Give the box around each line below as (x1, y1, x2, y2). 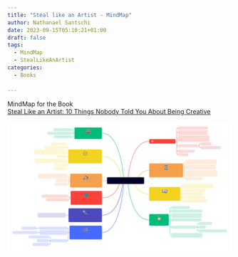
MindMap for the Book (7, 100, 73, 108)
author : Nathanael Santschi (7, 19, 91, 26)
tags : (7, 41, 24, 49)
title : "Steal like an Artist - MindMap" (7, 11, 133, 19)
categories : (7, 64, 43, 71)
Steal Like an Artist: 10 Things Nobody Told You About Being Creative (7, 107, 211, 115)
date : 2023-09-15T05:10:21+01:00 (7, 26, 107, 33)
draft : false (7, 34, 46, 41)
